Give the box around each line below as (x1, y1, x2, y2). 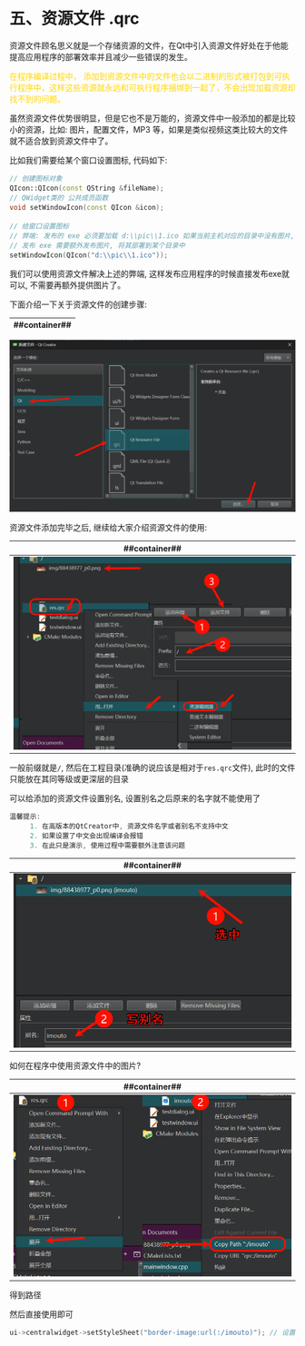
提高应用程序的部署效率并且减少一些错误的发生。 (9, 51, 192, 62)
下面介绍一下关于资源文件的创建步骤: (9, 299, 148, 310)
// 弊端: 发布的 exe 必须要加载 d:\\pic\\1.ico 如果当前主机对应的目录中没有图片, (9, 232, 295, 241)
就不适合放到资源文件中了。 (9, 135, 113, 146)
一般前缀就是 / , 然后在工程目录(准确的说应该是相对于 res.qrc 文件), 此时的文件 (9, 762, 296, 773)
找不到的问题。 (9, 93, 65, 104)
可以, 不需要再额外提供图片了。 (9, 279, 125, 291)
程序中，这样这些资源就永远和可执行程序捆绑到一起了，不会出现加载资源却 (16, 82, 296, 93)
